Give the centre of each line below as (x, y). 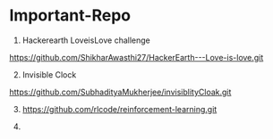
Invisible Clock (49, 74)
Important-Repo (70, 16)
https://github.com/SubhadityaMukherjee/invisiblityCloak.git (120, 92)
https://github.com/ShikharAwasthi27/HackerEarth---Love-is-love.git (136, 57)
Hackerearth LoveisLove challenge (86, 40)
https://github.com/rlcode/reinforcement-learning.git (119, 109)
